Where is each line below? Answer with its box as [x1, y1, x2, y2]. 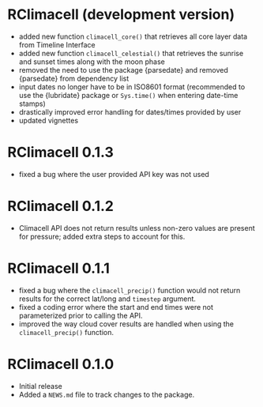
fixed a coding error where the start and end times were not [18, 302, 214, 311]
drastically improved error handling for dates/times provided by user [18, 107, 242, 116]
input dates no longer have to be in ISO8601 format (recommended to [18, 81, 246, 92]
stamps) [18, 99, 47, 108]
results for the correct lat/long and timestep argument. [18, 294, 197, 303]
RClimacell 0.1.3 [7, 144, 114, 161]
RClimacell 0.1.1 [7, 259, 110, 277]
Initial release [18, 381, 62, 390]
